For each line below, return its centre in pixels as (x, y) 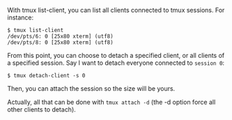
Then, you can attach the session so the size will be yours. (91, 89)
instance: (21, 17)
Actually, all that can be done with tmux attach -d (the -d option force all (111, 102)
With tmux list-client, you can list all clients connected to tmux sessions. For (116, 10)
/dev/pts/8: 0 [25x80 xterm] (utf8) (60, 43)
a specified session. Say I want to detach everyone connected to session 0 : (116, 63)
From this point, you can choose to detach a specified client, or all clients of (116, 55)
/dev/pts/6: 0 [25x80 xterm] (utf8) (60, 36)
